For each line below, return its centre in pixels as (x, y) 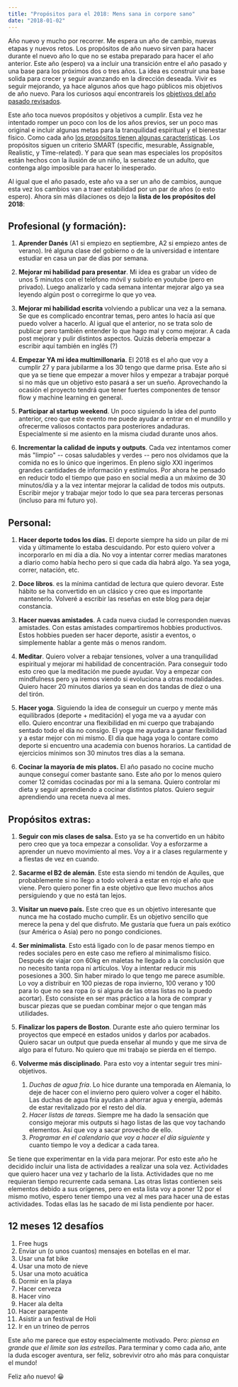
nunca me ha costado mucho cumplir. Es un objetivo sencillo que (113, 917)
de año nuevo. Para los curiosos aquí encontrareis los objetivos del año (112, 94)
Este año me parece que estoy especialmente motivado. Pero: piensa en (114, 1340)
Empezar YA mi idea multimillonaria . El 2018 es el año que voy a (113, 360)
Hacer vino (34, 1296)
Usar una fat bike (43, 1258)
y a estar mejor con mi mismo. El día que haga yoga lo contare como (118, 738)
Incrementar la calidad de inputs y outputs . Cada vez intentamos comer (125, 448)
